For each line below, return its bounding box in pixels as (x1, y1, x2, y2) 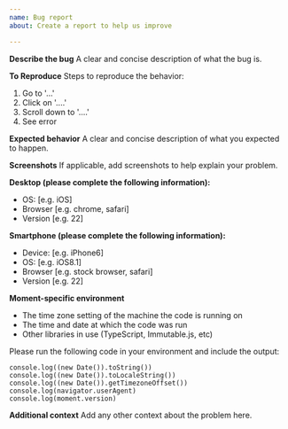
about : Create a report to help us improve (9, 21, 173, 30)
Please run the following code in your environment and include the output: (9, 346, 280, 356)
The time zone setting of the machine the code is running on (21, 309, 244, 320)
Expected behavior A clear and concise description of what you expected (9, 133, 280, 144)
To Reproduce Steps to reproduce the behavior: (9, 70, 184, 81)
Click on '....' (21, 97, 67, 107)
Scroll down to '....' (21, 106, 90, 117)
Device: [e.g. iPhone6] (21, 247, 105, 258)
